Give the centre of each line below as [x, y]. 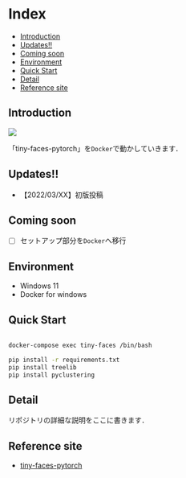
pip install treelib [43, 367]
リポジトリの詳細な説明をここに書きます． [79, 420]
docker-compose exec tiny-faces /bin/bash [80, 346]
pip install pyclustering [51, 375]
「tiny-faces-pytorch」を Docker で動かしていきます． [95, 148]
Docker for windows [53, 295]
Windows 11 [39, 286]
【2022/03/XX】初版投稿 [61, 195]
